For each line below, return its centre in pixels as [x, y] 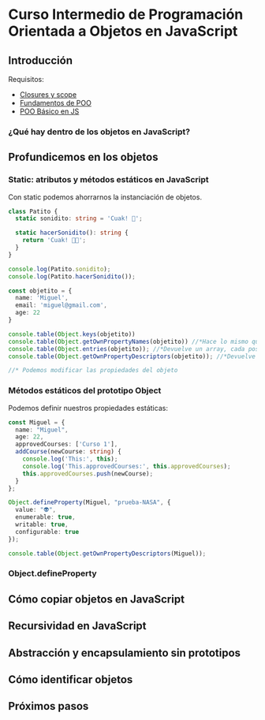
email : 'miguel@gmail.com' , [62, 305]
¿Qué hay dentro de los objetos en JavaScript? [99, 132]
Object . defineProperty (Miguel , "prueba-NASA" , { [90, 502]
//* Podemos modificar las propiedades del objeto [93, 371]
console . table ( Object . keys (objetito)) [72, 334]
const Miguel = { [37, 422]
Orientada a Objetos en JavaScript [123, 31]
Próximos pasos [49, 706]
